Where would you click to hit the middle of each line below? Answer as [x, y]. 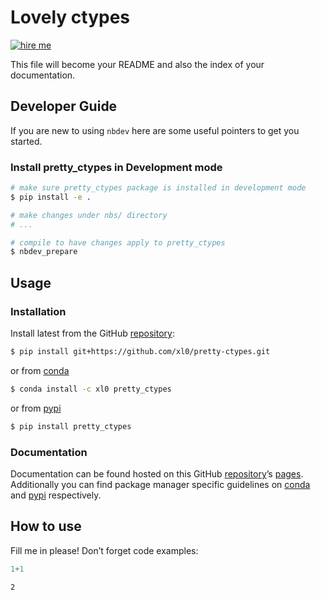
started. [26, 141]
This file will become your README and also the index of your [137, 64]
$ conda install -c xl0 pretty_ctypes [91, 389]
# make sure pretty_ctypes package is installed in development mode [158, 188]
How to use [46, 526]
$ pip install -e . [51, 197]
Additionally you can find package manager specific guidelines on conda [160, 484]
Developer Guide [64, 106]
